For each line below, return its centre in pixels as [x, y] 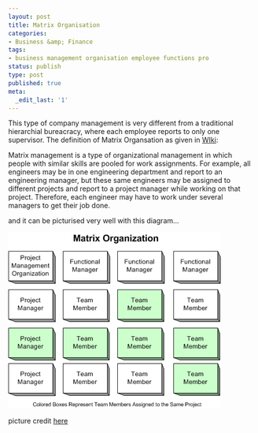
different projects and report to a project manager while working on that [125, 189]
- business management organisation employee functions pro [109, 58]
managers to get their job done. [59, 206]
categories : [28, 33]
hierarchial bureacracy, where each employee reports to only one [114, 132]
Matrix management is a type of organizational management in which [120, 155]
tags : [17, 50]
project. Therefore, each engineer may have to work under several [116, 197]
